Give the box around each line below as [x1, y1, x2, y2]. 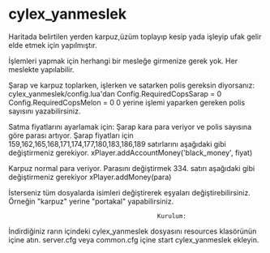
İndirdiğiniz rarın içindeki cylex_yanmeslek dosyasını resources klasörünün [8, 226, 257, 236]
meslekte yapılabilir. [8, 64, 75, 74]
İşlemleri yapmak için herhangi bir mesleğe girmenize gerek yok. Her [8, 56, 238, 66]
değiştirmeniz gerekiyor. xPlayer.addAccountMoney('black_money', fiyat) [8, 148, 253, 157]
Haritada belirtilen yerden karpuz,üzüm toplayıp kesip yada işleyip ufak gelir [8, 32, 262, 41]
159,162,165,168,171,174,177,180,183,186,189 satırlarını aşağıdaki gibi [8, 139, 227, 148]
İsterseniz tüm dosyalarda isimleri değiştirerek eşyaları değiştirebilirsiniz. [8, 187, 251, 197]
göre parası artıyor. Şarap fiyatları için [8, 131, 134, 140]
